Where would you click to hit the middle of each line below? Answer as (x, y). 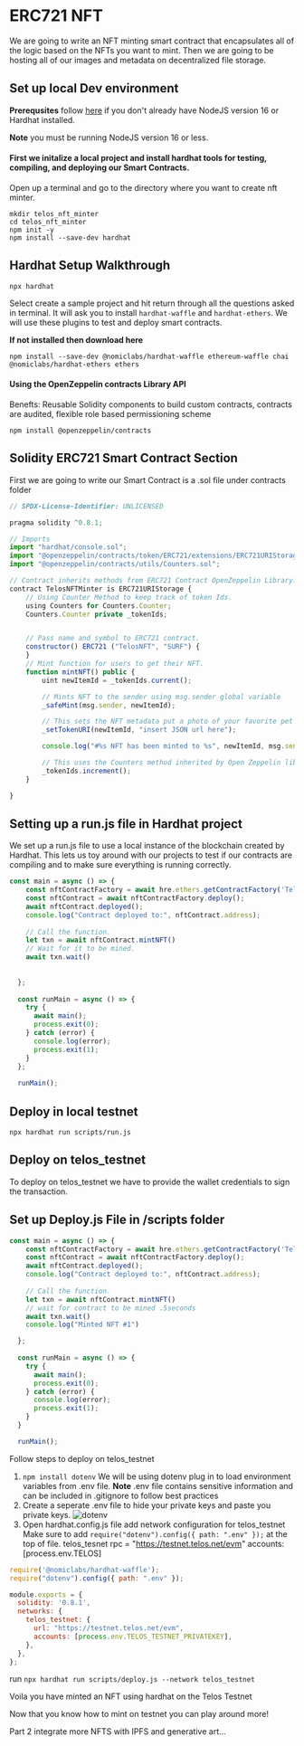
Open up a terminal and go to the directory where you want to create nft (143, 187)
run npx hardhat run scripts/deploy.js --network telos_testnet (132, 1679)
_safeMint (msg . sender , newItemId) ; (109, 705)
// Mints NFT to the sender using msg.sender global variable (161, 697)
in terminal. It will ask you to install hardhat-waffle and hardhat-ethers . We (148, 312)
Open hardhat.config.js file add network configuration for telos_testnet (154, 1524)
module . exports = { (46, 1594)
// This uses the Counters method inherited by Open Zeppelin (161, 763)
